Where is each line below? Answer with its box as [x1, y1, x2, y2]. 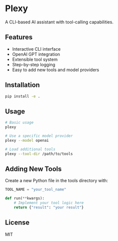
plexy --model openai [5, 138, 49, 143]
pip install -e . [5, 93, 40, 99]
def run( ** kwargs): [5, 196, 45, 201]
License [5, 219, 30, 227]
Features [5, 33, 33, 41]
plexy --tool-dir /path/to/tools [5, 151, 73, 156]
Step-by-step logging [12, 61, 56, 67]
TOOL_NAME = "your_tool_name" [5, 187, 67, 192]
